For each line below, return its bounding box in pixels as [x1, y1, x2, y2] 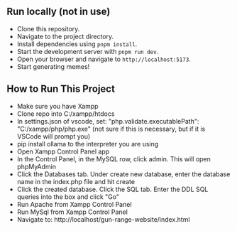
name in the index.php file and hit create [16, 177, 136, 186]
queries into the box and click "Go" [16, 192, 120, 201]
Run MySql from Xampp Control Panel [16, 208, 128, 216]
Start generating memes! [16, 62, 90, 70]
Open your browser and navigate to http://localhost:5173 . [16, 55, 191, 63]
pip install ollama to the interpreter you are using [16, 139, 159, 148]
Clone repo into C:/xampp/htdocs [16, 109, 115, 118]
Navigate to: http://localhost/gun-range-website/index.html [16, 215, 190, 223]
